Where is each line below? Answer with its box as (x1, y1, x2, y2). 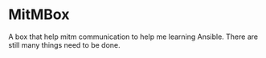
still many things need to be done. (8, 40, 121, 49)
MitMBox (8, 6, 70, 24)
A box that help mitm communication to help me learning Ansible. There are (8, 32, 259, 41)
